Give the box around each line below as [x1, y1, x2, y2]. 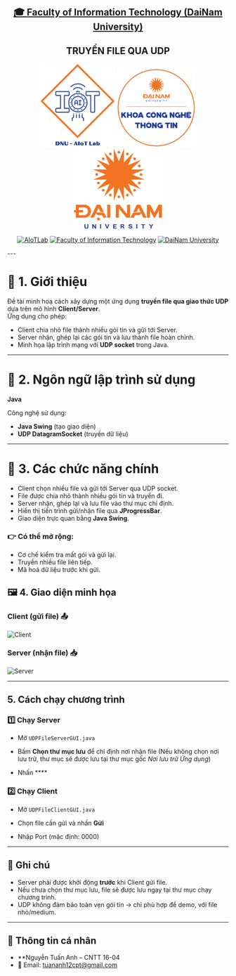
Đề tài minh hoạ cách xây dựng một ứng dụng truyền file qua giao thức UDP [7, 297, 229, 305]
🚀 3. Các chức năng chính [7, 460, 159, 476]
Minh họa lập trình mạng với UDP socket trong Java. [17, 340, 169, 349]
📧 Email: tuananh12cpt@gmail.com [17, 961, 118, 969]
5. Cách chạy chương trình [7, 694, 125, 705]
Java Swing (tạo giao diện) [17, 422, 96, 431]
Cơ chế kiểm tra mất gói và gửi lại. [17, 550, 117, 559]
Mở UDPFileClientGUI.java [17, 805, 96, 814]
